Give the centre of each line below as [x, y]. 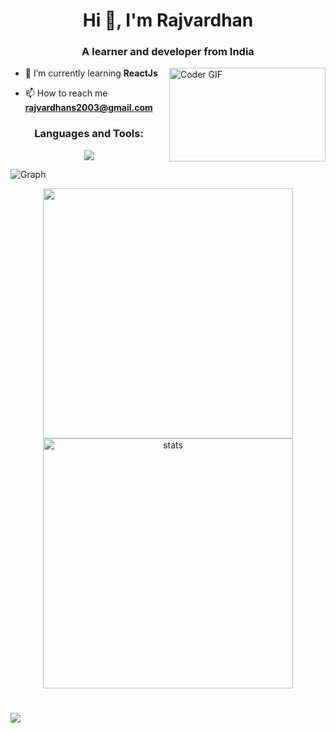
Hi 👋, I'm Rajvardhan [168, 20]
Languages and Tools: [89, 134]
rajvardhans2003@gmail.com [88, 108]
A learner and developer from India [168, 52]
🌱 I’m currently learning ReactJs [91, 73]
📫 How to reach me [66, 93]
